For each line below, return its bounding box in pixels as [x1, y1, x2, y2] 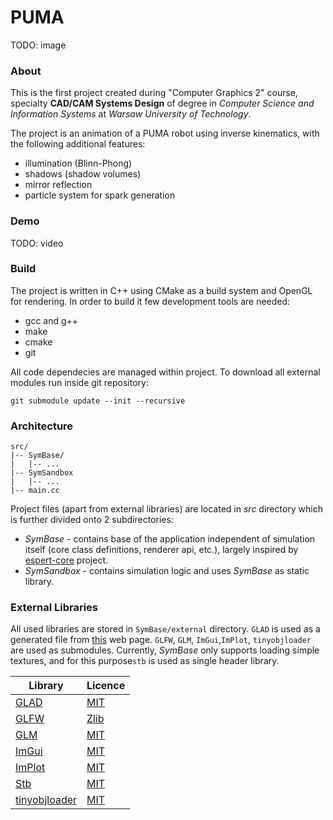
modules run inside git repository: [10, 376, 149, 388]
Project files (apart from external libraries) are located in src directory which [10, 503, 324, 515]
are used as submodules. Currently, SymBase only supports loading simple [10, 644, 320, 656]
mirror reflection [24, 179, 93, 191]
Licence [86, 679, 126, 693]
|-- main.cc [10, 486, 60, 496]
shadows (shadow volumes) [24, 168, 142, 180]
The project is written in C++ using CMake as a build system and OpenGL [10, 284, 313, 296]
